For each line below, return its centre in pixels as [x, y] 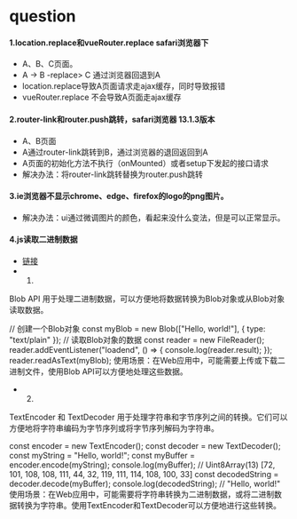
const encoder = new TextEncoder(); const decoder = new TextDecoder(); [145, 446]
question [43, 16]
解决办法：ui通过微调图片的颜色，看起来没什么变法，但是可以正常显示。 [153, 217]
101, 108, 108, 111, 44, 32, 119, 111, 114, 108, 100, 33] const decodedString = [144, 474]
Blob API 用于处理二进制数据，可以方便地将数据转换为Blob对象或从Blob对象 [147, 299]
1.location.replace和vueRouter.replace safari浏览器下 [109, 43]
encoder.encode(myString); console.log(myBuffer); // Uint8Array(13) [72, [142, 465]
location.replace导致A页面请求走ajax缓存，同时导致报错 [124, 86]
